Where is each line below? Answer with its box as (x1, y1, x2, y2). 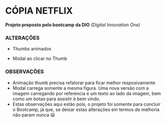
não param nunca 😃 (12, 111, 56, 118)
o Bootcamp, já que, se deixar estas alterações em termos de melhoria (12, 106, 160, 112)
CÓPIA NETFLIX (5, 5, 73, 17)
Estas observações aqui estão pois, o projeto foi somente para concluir (12, 101, 160, 107)
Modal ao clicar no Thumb (12, 55, 67, 61)
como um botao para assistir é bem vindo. (12, 96, 100, 102)
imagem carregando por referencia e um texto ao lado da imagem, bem (12, 90, 161, 96)
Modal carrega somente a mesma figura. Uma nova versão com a (12, 85, 149, 91)
